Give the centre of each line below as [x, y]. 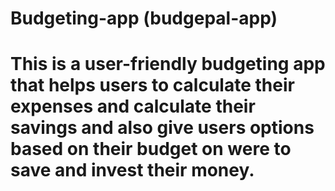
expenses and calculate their [133, 106]
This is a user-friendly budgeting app [168, 64]
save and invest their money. [132, 170]
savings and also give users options [162, 128]
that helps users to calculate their [152, 85]
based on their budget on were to [151, 149]
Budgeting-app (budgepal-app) [144, 18]
